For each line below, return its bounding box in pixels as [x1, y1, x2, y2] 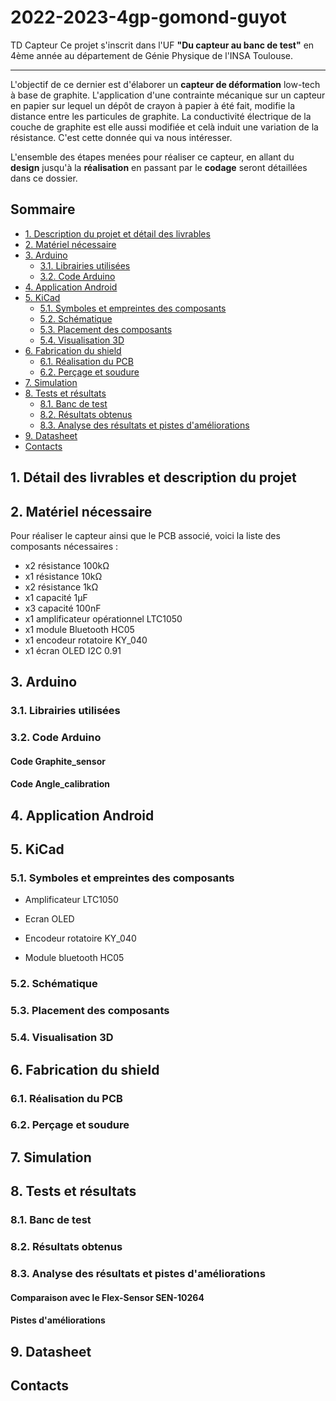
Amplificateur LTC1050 [24, 894, 119, 906]
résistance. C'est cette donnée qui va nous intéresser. [10, 131, 233, 143]
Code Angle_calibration [10, 778, 111, 790]
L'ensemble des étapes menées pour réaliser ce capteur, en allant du [10, 151, 295, 163]
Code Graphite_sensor [10, 755, 106, 767]
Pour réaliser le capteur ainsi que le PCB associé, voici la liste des [10, 529, 281, 541]
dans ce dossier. [10, 172, 78, 184]
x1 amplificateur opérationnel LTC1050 [24, 612, 183, 625]
